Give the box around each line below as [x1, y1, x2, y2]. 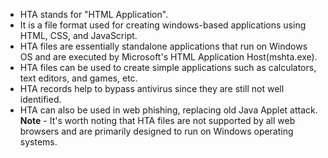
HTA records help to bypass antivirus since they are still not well [19, 83, 285, 94]
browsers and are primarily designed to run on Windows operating [19, 125, 294, 137]
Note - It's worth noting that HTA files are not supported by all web [19, 115, 296, 126]
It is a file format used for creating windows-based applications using [19, 19, 307, 31]
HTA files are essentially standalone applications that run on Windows [19, 40, 308, 52]
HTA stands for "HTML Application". [19, 9, 169, 20]
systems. [19, 136, 58, 148]
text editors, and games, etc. [19, 72, 138, 84]
